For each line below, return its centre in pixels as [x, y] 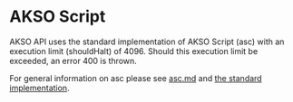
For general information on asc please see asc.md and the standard [136, 78]
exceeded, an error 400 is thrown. [73, 60]
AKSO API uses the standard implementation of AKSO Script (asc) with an [147, 42]
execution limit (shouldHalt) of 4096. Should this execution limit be [134, 51]
